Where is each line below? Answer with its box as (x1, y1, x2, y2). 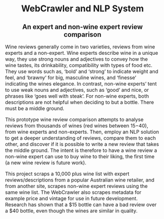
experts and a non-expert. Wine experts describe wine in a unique (5, 50, 159, 56)
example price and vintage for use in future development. (5, 195, 138, 202)
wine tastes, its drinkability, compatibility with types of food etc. (5, 62, 153, 69)
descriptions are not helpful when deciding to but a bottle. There (5, 99, 154, 106)
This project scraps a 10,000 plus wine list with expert (5, 171, 130, 177)
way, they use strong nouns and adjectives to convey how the (5, 56, 148, 62)
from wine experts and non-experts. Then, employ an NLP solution (5, 129, 160, 135)
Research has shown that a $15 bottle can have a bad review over (5, 201, 157, 208)
